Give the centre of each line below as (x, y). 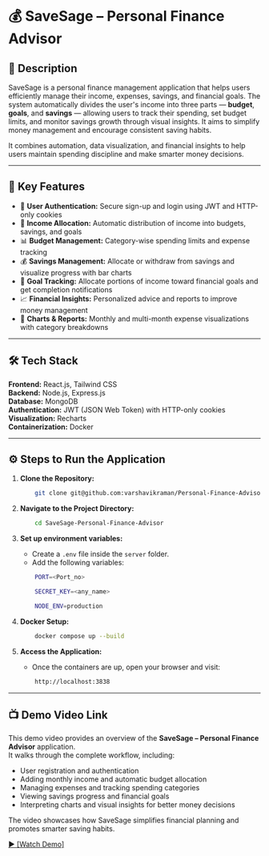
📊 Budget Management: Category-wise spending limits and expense (135, 240)
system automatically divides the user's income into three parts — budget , (131, 104)
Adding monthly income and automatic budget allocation (113, 779)
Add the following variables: (78, 563)
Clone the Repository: (57, 479)
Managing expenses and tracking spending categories (110, 788)
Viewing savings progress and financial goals (94, 796)
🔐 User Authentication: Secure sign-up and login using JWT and (127, 206)
